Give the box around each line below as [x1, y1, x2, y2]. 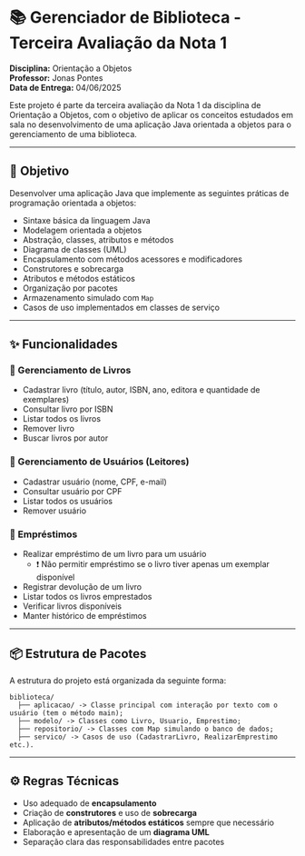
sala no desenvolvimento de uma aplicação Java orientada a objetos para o [9, 119, 292, 130]
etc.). [9, 740, 34, 750]
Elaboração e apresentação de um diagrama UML [22, 826, 211, 837]
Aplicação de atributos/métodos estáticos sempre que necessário [22, 817, 275, 828]
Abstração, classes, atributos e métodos [22, 234, 174, 245]
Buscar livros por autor [22, 433, 109, 443]
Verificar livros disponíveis [22, 601, 123, 612]
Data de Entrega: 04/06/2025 [9, 82, 122, 93]
